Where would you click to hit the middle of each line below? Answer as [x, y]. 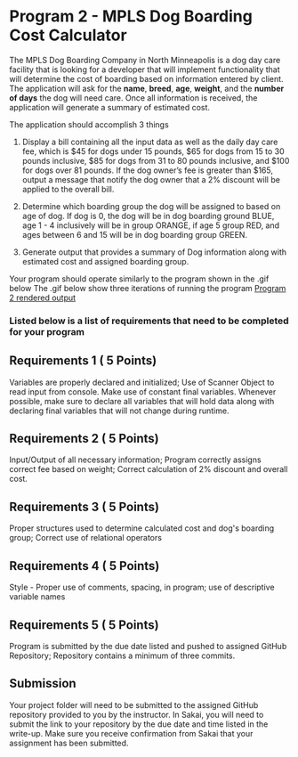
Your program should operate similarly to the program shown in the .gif [139, 279]
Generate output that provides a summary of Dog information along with [154, 252]
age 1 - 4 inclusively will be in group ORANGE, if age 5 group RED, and [151, 225]
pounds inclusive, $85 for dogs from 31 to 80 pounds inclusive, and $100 [156, 160]
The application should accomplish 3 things [89, 124]
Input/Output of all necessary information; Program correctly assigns [135, 460]
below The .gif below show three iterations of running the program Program [148, 288]
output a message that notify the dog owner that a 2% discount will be [151, 179]
